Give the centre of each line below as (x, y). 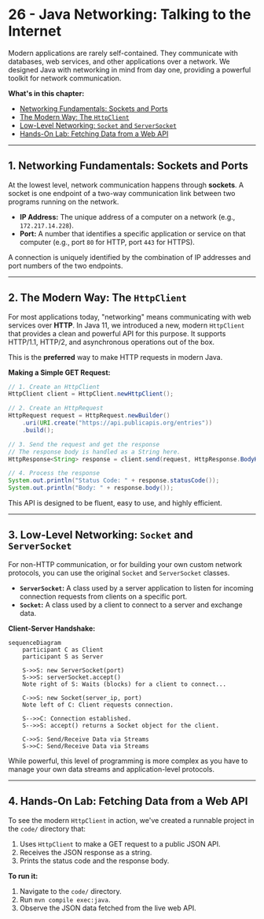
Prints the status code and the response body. (94, 861)
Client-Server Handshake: (52, 628)
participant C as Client (63, 650)
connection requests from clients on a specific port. (103, 596)
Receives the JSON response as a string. (86, 852)
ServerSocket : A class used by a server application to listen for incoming (136, 587)
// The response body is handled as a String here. (94, 452)
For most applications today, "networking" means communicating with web (130, 317)
